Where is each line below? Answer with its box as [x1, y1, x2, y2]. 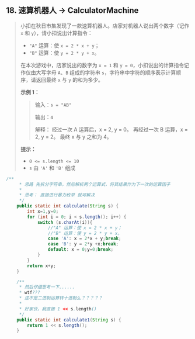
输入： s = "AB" [34, 101, 72, 108]
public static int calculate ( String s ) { [16, 203, 119, 209]
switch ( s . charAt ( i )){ [37, 219, 93, 225]
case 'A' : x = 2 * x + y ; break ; [47, 236, 121, 241]
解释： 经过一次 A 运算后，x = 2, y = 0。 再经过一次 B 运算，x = [34, 126, 189, 133]
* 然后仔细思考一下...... [19, 284, 75, 290]
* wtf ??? [19, 290, 41, 296]
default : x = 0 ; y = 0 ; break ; [47, 247, 114, 252]
